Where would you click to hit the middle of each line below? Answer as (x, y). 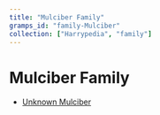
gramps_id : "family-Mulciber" (65, 26)
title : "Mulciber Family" (57, 17)
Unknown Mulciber (56, 102)
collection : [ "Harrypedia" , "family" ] (80, 34)
